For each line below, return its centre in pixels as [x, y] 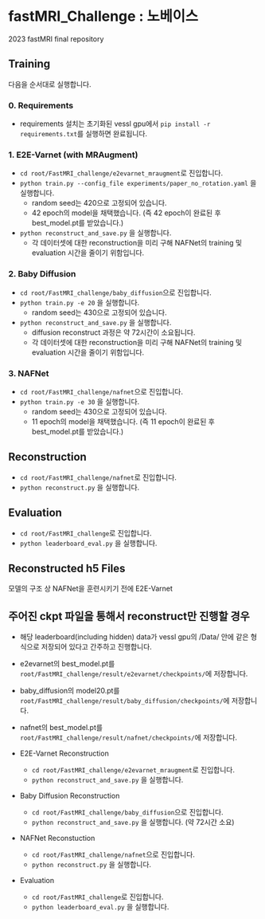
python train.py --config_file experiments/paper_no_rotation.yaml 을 [138, 183]
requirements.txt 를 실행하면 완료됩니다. [84, 134]
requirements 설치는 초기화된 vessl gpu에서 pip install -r [115, 124]
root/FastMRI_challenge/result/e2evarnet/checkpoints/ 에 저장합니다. [134, 674]
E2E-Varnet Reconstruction [64, 753]
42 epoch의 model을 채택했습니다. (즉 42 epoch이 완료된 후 [126, 213]
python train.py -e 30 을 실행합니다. [80, 401]
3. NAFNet [29, 373]
